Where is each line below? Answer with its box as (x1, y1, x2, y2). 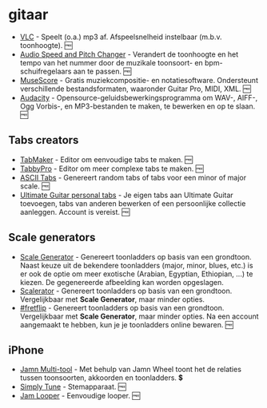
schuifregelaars (19, 66, 72, 76)
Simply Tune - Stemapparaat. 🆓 (19, 382, 126, 392)
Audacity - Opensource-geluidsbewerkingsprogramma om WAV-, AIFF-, (19, 93, 258, 102)
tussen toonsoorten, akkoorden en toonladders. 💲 (19, 373, 183, 382)
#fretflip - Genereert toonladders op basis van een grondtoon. (19, 303, 225, 312)
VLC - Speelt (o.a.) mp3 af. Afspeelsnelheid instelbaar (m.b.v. (19, 32, 222, 42)
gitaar (8, 6, 49, 24)
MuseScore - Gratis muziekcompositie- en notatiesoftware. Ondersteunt (19, 75, 258, 85)
